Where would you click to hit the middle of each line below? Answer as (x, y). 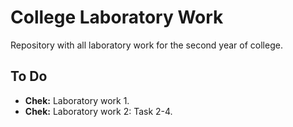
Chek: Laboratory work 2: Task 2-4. (98, 111)
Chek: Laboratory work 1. (77, 100)
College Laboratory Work (117, 17)
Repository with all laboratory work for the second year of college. (146, 45)
